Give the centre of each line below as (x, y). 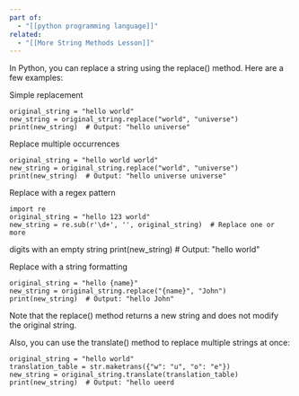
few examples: (36, 78)
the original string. (43, 325)
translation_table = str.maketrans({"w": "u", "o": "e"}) (120, 367)
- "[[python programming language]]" (88, 26)
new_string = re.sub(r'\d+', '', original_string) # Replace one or (142, 225)
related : (26, 34)
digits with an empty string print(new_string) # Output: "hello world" (135, 250)
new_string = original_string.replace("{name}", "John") (118, 291)
